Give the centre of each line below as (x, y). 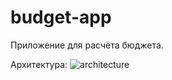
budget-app (61, 17)
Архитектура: (39, 64)
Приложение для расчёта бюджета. (87, 45)
